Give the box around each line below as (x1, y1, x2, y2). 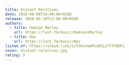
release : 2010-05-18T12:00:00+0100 (5, 16, 79, 21)
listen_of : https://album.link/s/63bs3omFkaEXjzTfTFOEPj (5, 43, 125, 48)
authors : (5, 21, 23, 26)
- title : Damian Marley (9, 25, 58, 30)
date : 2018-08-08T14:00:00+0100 (5, 12, 72, 17)
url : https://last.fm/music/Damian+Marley (14, 30, 103, 35)
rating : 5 (5, 52, 26, 58)
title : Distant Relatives (5, 7, 58, 12)
